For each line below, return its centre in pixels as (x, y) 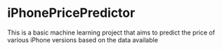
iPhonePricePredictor (71, 13)
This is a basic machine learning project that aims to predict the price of (111, 32)
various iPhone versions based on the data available (83, 39)
